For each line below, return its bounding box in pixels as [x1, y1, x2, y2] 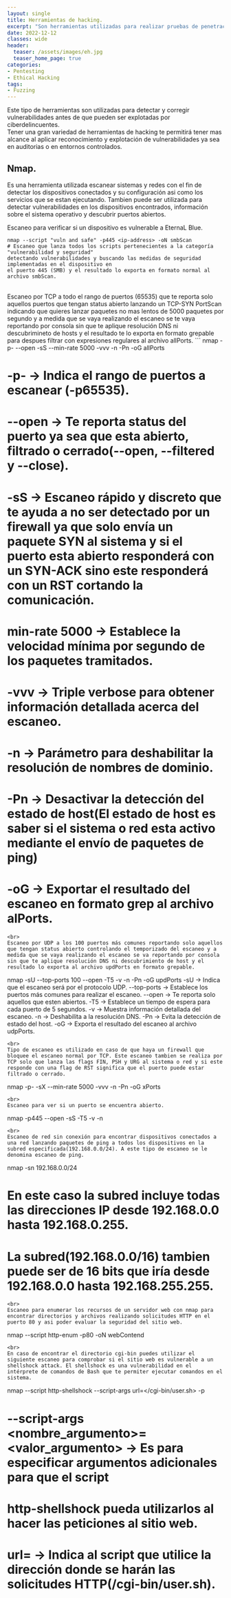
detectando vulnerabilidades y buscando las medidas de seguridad [7, 254, 201, 262]
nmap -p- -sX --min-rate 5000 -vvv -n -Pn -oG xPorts [7, 1083, 161, 1091]
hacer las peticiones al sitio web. [7, 1515, 198, 1531]
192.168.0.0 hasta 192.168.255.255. [7, 1278, 214, 1293]
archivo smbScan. [7, 273, 57, 280]
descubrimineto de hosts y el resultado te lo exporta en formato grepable [7, 329, 214, 337]
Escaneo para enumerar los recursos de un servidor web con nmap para [7, 1307, 214, 1314]
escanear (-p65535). [7, 383, 129, 398]
